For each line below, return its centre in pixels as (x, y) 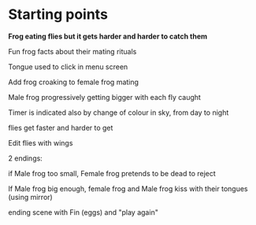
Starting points (58, 15)
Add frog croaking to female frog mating (74, 82)
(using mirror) (30, 197)
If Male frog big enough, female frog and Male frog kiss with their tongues (128, 188)
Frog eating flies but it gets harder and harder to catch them (108, 36)
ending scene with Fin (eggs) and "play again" (83, 212)
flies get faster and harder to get (61, 127)
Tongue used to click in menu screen (68, 66)
